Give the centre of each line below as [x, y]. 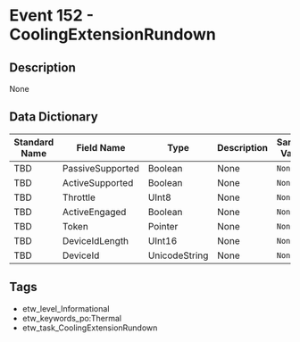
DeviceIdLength [96, 240]
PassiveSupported [101, 168]
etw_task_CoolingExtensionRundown [90, 328]
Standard [34, 142]
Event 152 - [52, 16]
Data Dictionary [54, 117]
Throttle [79, 197]
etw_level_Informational [66, 308]
